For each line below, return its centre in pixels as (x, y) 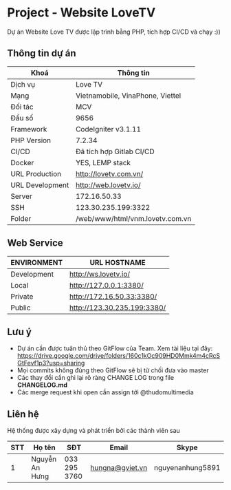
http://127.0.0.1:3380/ (107, 285)
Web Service (35, 243)
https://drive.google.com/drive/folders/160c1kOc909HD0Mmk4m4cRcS (119, 356)
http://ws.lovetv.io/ (100, 274)
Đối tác (22, 107)
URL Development (40, 185)
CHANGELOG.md (42, 385)
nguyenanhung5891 (187, 468)
